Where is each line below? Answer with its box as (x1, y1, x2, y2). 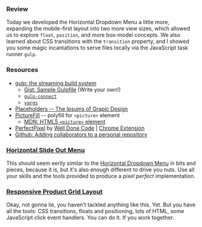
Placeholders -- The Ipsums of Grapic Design (14, 105, 128, 112)
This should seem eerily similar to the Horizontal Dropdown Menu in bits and (6, 159, 196, 167)
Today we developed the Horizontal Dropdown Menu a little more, (6, 19, 170, 26)
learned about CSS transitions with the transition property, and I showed (6, 38, 190, 45)
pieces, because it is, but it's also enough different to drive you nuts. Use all (6, 165, 195, 173)
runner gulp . (6, 51, 37, 58)
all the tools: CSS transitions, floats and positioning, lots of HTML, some (6, 208, 185, 215)
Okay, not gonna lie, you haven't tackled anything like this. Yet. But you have (6, 201, 196, 208)
